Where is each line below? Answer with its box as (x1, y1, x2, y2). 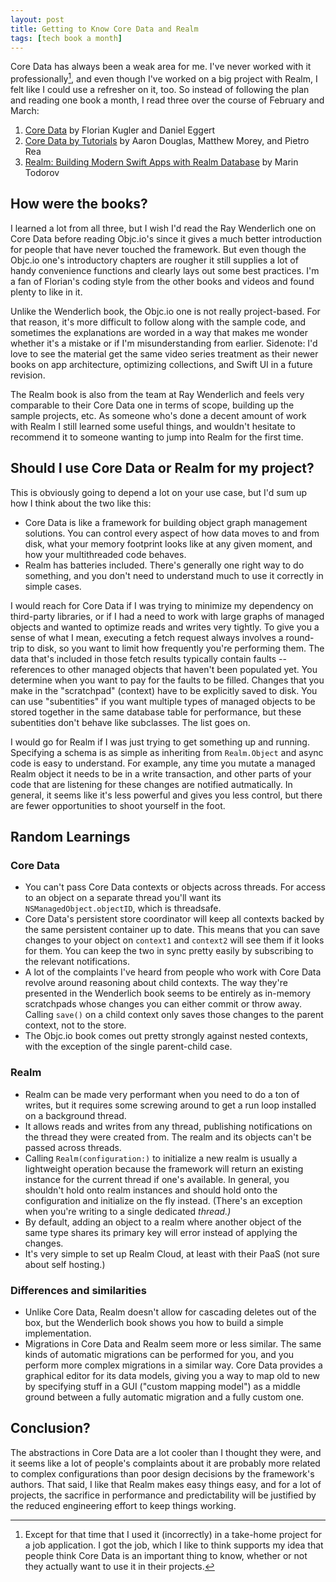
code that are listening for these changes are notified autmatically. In (10, 778, 293, 790)
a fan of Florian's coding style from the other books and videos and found (10, 275, 315, 287)
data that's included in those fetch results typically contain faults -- (10, 652, 287, 665)
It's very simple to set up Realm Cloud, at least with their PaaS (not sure (24, 1247, 320, 1260)
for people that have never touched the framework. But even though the (10, 243, 307, 255)
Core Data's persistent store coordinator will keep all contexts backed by (24, 913, 325, 925)
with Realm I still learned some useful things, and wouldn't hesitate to (10, 420, 296, 432)
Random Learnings (10, 829, 131, 846)
